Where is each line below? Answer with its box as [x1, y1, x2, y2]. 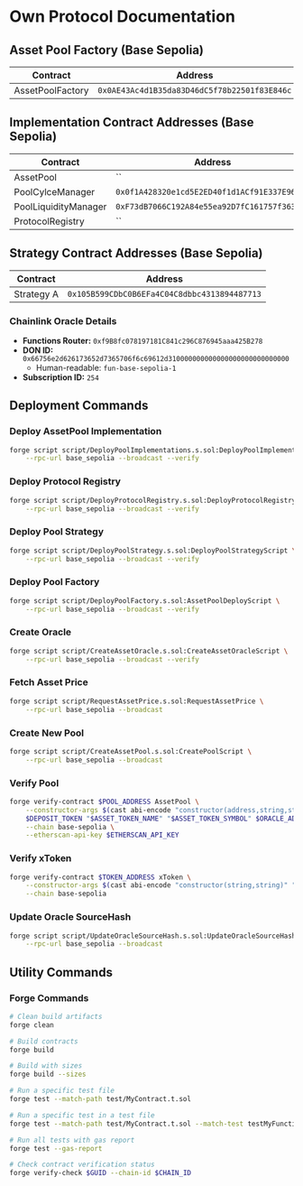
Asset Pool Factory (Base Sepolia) [9, 42, 205, 58]
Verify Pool [9, 776, 60, 789]
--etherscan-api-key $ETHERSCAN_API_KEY [25, 830, 179, 840]
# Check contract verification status [9, 1160, 155, 1170]
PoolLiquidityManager [14, 200, 107, 213]
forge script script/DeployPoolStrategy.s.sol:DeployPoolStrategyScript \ [9, 546, 297, 555]
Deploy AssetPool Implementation [9, 425, 162, 438]
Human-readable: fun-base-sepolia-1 [35, 362, 177, 373]
